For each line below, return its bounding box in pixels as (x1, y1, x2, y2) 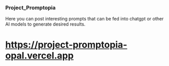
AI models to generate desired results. (5, 21, 86, 27)
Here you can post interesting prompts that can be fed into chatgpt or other (5, 16, 164, 22)
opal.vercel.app (5, 50, 74, 61)
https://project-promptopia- (5, 39, 128, 51)
